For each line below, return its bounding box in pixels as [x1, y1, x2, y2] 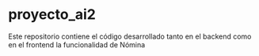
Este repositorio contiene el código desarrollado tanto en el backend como [8, 32, 252, 41]
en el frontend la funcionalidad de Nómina [8, 39, 146, 49]
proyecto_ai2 [8, 6, 97, 24]
